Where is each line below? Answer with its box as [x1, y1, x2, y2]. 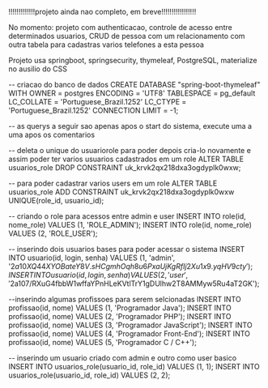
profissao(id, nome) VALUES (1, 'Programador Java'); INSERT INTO [8, 303, 232, 313]
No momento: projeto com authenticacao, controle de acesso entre [8, 23, 232, 32]
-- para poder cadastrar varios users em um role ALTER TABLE [8, 178, 218, 188]
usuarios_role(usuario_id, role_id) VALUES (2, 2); [8, 370, 171, 380]
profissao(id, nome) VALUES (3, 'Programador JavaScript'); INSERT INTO [8, 320, 253, 330]
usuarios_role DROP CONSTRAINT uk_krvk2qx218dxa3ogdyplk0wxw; [8, 163, 241, 173]
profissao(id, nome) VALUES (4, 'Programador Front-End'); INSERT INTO [8, 329, 251, 339]
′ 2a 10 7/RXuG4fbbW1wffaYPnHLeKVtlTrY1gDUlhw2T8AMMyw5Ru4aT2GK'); [8, 279, 260, 288]
